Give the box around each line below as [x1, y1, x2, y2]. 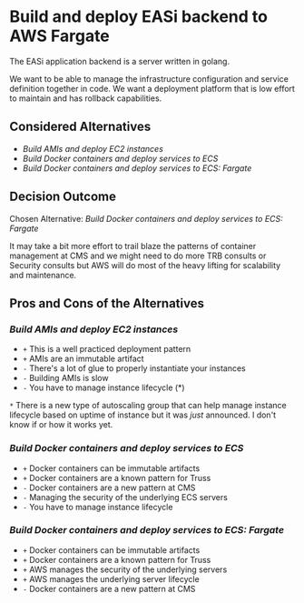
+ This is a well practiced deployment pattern [22, 344, 191, 355]
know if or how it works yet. [9, 419, 113, 430]
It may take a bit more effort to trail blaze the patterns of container [9, 240, 257, 251]
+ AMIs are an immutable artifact [22, 353, 144, 365]
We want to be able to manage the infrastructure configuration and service [9, 73, 289, 84]
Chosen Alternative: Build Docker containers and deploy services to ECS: [9, 213, 283, 224]
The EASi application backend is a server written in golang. [9, 55, 230, 66]
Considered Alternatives [9, 119, 152, 135]
